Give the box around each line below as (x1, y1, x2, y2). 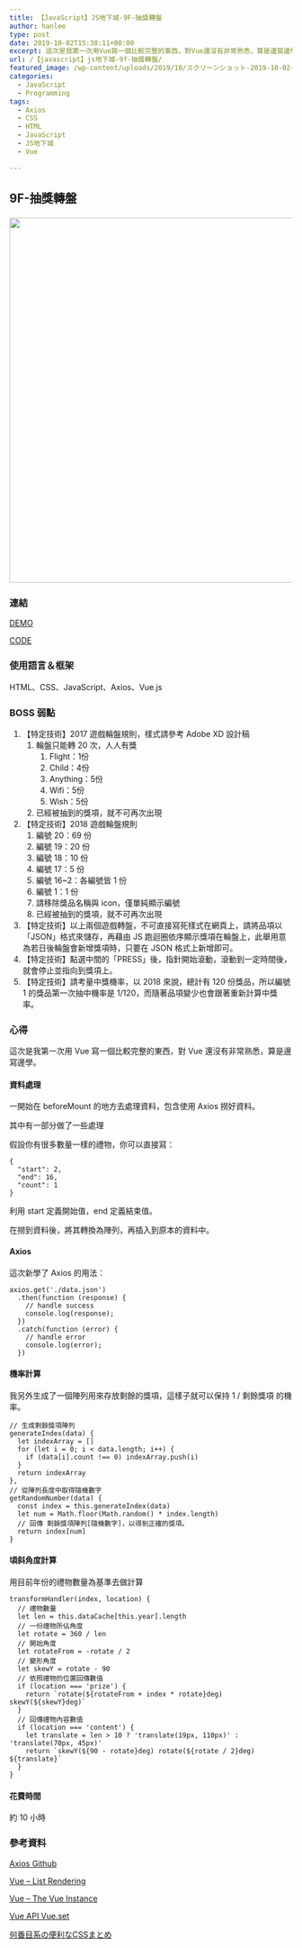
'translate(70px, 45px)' (9, 1739, 102, 1748)
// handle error (25, 1333, 87, 1342)
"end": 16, (17, 1173, 58, 1182)
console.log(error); (25, 1340, 102, 1350)
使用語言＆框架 (9, 660, 75, 672)
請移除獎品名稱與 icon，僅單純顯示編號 (35, 897, 181, 908)
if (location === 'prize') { (17, 1682, 127, 1691)
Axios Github (9, 1858, 57, 1869)
